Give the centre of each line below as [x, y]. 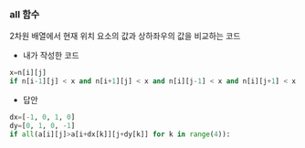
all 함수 [25, 14]
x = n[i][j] [28, 73]
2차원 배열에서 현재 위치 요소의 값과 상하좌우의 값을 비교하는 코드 [125, 36]
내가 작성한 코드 [51, 56]
